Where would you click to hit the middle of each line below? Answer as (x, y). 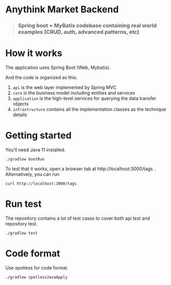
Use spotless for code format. (37, 268)
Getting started (39, 136)
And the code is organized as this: (41, 78)
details (20, 115)
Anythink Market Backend (62, 10)
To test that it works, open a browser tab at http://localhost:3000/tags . (80, 169)
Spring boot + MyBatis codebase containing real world (87, 26)
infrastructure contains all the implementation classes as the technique (89, 110)
